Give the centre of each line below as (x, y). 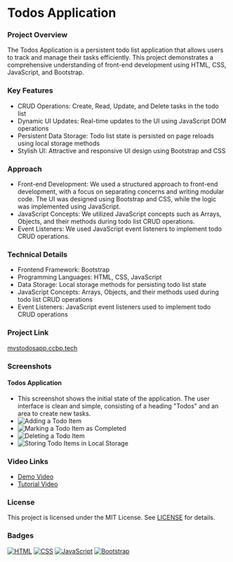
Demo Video (35, 477)
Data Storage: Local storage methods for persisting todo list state (112, 285)
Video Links (28, 461)
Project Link (28, 333)
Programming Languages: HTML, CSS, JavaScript (89, 277)
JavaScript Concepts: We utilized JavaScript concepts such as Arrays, (119, 214)
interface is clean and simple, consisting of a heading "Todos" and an (118, 406)
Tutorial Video (38, 484)
